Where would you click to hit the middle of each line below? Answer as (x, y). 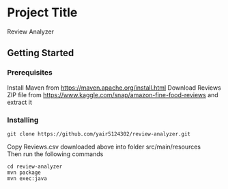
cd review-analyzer (35, 166)
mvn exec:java (27, 178)
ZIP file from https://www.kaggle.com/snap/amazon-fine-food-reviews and (113, 94)
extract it (19, 102)
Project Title (42, 13)
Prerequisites (30, 73)
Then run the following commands (55, 154)
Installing (23, 120)
